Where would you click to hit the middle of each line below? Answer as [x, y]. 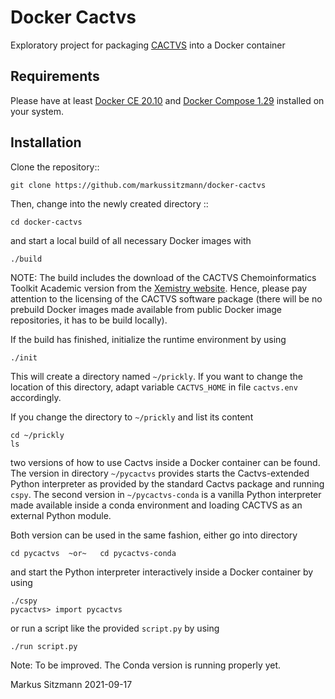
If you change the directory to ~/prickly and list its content [132, 417]
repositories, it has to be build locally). [89, 320]
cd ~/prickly [37, 435]
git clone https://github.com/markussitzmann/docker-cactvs [138, 185]
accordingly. [36, 397]
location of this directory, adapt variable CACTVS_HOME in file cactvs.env [154, 387]
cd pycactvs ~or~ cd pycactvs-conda [93, 553]
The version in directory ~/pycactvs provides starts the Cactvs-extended [160, 473]
